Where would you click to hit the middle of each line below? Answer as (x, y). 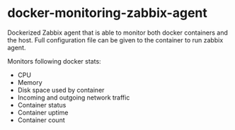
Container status (42, 105)
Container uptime (43, 112)
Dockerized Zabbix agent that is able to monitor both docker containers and (117, 32)
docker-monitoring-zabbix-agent (107, 13)
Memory (30, 82)
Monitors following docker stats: (54, 61)
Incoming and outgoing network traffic (74, 97)
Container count (41, 120)
